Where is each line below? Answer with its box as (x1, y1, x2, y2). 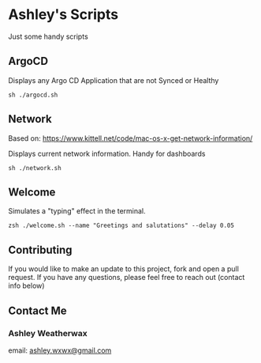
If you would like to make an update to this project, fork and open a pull (8, 264, 239, 274)
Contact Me (8, 304, 67, 317)
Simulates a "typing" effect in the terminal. (8, 206, 146, 216)
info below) (8, 281, 45, 290)
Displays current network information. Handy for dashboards (8, 149, 206, 158)
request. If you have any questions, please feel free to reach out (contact (8, 273, 245, 282)
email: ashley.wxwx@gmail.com (8, 346, 112, 355)
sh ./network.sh (8, 164, 62, 172)
